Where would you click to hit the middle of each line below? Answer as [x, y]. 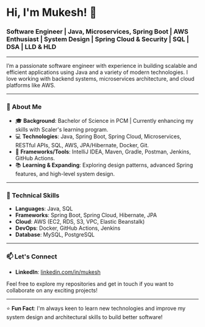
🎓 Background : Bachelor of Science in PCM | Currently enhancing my [104, 120]
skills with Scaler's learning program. [62, 129]
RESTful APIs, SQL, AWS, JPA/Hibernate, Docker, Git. [82, 145]
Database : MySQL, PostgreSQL [55, 235]
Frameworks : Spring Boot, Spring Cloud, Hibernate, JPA [86, 215]
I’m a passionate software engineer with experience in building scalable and [102, 66]
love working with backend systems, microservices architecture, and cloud [100, 79]
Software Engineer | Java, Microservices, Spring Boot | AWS [97, 32]
